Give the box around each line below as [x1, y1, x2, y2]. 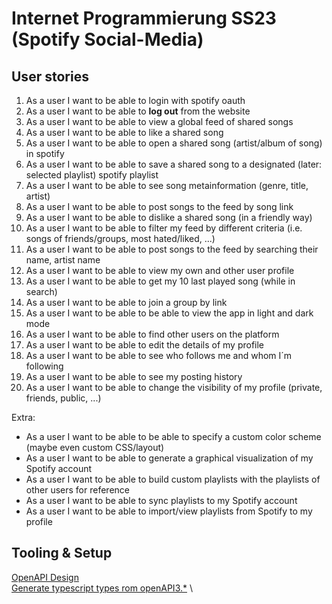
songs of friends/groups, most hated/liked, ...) [25, 233, 216, 244]
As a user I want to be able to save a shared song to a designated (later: [25, 158, 323, 170]
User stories [11, 68, 89, 85]
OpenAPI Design [11, 571, 79, 583]
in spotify [25, 148, 65, 159]
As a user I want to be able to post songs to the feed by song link [25, 201, 294, 212]
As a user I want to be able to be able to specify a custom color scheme [25, 431, 322, 442]
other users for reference [25, 484, 130, 496]
